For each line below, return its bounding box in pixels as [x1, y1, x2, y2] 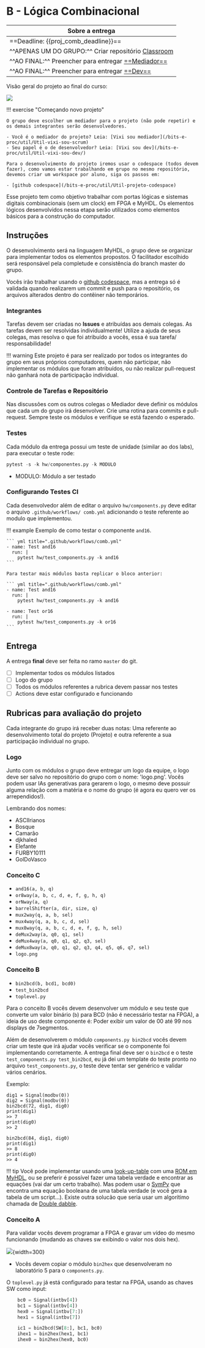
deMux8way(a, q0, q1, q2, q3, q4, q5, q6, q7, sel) [15, 945, 150, 951]
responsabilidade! [6, 340, 52, 347]
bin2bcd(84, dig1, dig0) [6, 1135, 70, 1141]
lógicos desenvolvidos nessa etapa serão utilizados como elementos [6, 206, 180, 213]
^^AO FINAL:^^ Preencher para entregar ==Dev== [9, 66, 152, 75]
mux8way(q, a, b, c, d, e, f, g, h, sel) [15, 925, 122, 931]
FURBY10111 [15, 849, 46, 857]
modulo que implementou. [6, 514, 72, 522]
